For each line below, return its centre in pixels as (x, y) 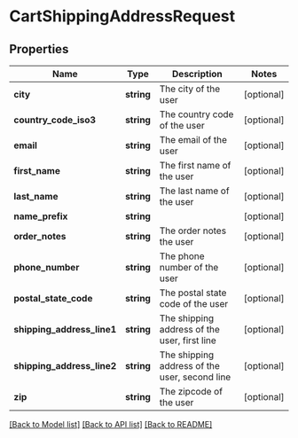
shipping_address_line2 (65, 366)
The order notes (193, 231)
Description (197, 74)
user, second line (195, 377)
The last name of (194, 191)
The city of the (190, 89)
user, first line (188, 340)
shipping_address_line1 (65, 329)
